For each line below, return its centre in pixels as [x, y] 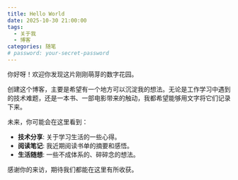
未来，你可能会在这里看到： [48, 121]
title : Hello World [36, 14]
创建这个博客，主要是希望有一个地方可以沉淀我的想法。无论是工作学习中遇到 [119, 89]
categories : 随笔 [32, 47]
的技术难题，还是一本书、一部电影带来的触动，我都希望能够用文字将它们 [113, 98]
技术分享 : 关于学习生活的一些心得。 [69, 137]
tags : [15, 27]
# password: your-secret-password [58, 54]
